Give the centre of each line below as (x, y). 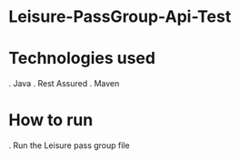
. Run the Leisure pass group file (69, 145)
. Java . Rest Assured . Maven (64, 84)
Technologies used (82, 59)
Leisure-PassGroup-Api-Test (120, 17)
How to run (51, 120)
